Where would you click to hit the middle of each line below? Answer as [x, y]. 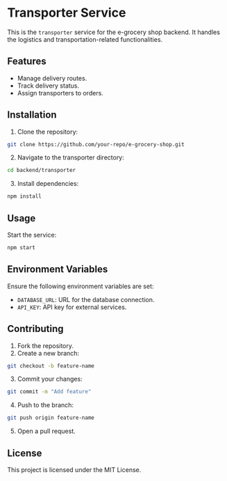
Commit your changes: [50, 379]
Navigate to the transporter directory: [71, 157]
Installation [32, 115]
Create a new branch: [48, 353]
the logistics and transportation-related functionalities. [85, 39]
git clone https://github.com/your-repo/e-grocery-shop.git [96, 144]
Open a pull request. [47, 431]
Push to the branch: [45, 405]
